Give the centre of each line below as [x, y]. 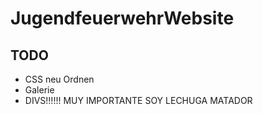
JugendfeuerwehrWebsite [122, 18]
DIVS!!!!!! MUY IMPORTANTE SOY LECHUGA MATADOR [138, 100]
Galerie [39, 90]
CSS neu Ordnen [59, 79]
